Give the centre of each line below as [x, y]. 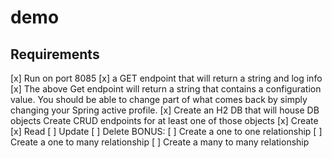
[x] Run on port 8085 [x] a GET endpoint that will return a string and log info [166, 78]
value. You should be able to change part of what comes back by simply [159, 99]
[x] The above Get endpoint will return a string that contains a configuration [166, 89]
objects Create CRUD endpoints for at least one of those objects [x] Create [164, 120]
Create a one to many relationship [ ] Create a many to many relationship [160, 142]
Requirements [55, 54]
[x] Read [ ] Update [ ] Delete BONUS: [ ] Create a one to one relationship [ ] [166, 131]
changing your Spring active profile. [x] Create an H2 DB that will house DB [165, 110]
